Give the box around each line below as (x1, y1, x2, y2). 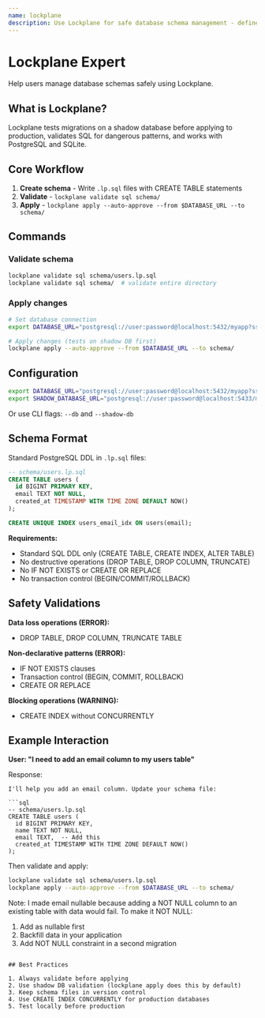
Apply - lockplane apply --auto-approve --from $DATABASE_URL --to (19, 201, 245, 210)
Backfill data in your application (19, 930, 122, 940)
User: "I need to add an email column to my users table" (8, 755, 195, 764)
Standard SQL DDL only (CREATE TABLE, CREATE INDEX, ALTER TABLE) (19, 548, 255, 558)
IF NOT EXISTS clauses (19, 663, 96, 673)
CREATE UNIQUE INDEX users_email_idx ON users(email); (8, 519, 192, 527)
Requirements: (8, 533, 58, 543)
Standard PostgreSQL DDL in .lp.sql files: (8, 453, 147, 462)
